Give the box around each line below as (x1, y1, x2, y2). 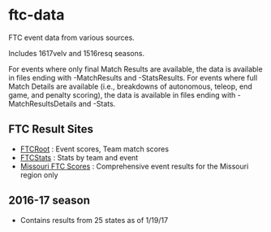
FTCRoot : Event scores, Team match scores (19, 144, 169, 154)
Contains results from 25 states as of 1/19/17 (19, 215, 169, 225)
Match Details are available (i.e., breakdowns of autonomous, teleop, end (8, 81, 253, 91)
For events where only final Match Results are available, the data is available (8, 63, 263, 74)
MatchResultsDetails (8, 98, 77, 108)
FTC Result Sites (8, 122, 93, 136)
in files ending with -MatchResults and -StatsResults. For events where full (8, 72, 258, 82)
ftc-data (8, 6, 65, 24)
